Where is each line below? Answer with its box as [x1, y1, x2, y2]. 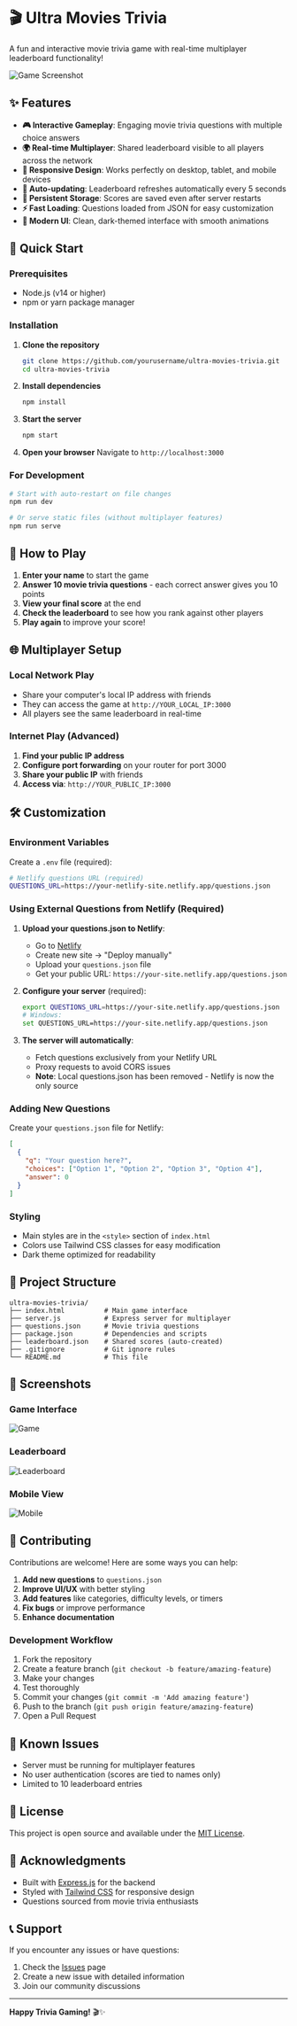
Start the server [21, 414, 82, 424]
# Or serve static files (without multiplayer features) [9, 514, 224, 523]
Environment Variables [9, 836, 110, 849]
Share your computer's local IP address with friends [21, 689, 212, 700]
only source [34, 1081, 79, 1091]
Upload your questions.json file [34, 959, 152, 969]
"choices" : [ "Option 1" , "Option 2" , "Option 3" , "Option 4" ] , [25, 1165, 263, 1174]
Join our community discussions [21, 1981, 141, 1991]
